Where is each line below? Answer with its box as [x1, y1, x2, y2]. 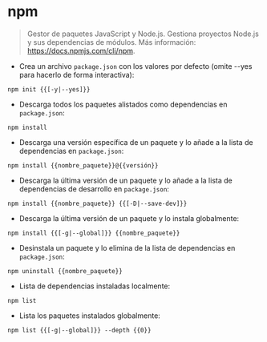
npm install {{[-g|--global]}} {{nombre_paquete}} [7, 229, 180, 237]
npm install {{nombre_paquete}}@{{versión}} [7, 161, 159, 170]
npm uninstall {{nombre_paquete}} [7, 267, 123, 275]
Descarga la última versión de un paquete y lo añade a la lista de [18, 175, 233, 185]
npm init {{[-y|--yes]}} [7, 85, 91, 94]
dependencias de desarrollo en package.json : [18, 183, 170, 194]
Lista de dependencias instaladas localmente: [18, 281, 171, 291]
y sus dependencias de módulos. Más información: [26, 37, 196, 46]
